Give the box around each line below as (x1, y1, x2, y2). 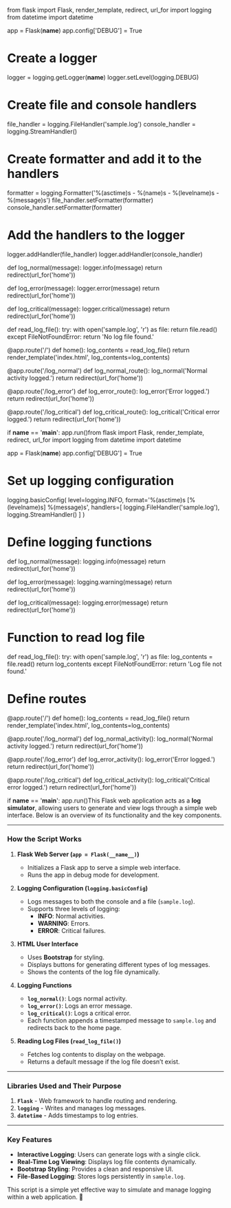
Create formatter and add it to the (7, 151, 202, 167)
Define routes (7, 691, 87, 706)
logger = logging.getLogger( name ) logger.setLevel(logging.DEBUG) (7, 73, 199, 81)
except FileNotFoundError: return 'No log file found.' (7, 333, 155, 341)
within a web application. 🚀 (7, 1193, 84, 1201)
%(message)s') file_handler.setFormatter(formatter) (7, 196, 153, 204)
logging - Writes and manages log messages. (16, 1104, 146, 1112)
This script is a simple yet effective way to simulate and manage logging (7, 1185, 212, 1194)
